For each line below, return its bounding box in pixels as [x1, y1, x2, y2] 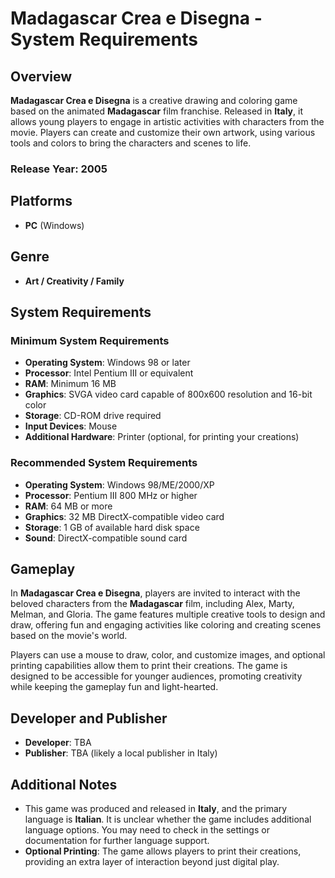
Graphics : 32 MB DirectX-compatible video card [24, 510, 225, 522]
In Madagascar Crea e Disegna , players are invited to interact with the [10, 587, 301, 599]
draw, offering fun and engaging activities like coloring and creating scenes [10, 619, 322, 631]
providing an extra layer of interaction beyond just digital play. [24, 855, 280, 867]
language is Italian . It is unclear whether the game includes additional [24, 813, 312, 825]
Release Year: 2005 [10, 162, 108, 176]
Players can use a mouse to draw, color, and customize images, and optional [10, 649, 326, 661]
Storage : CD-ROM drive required [24, 410, 162, 422]
